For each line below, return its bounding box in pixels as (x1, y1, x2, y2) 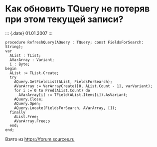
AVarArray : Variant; (9, 57, 55, 62)
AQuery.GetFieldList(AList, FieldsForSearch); (14, 79, 113, 84)
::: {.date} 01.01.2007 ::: (5, 30, 53, 36)
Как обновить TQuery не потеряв (5, 3, 150, 14)
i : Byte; (9, 61, 30, 66)
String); (5, 44, 23, 49)
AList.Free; (14, 114, 39, 119)
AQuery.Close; (14, 96, 43, 101)
